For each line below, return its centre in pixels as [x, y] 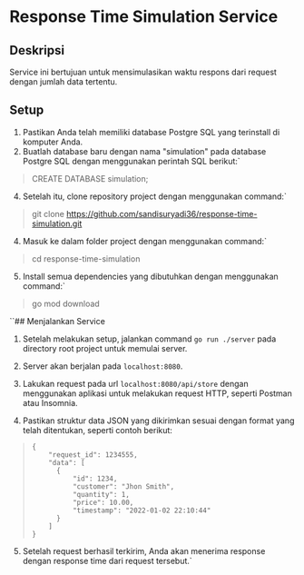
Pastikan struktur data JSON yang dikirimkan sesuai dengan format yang [158, 421]
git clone [48, 213]
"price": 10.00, [103, 502]
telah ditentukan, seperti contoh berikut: [97, 430]
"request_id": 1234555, [93, 455]
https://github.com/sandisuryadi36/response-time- [162, 213]
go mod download [65, 303]
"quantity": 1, [101, 494]
